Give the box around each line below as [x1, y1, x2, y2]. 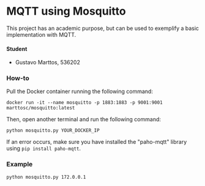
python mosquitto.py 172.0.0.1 [6, 174, 86, 180]
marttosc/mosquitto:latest [6, 105, 75, 111]
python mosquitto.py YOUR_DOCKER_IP [6, 127, 100, 134]
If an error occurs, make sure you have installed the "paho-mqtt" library [6, 138, 187, 146]
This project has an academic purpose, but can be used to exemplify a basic [6, 24, 199, 32]
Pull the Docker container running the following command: [6, 87, 153, 95]
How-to [6, 74, 29, 83]
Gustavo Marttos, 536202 [15, 59, 81, 66]
